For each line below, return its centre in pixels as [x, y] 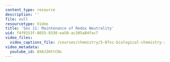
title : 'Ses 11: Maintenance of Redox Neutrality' [60, 28]
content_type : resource [30, 10]
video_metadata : [22, 47]
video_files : [19, 38]
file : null [17, 19]
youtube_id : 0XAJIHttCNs [36, 51]
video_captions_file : [33, 42]
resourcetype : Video [27, 24]
